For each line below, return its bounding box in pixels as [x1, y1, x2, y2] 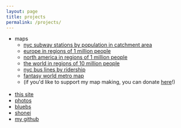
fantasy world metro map [23, 72, 84, 79]
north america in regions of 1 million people [23, 54, 128, 61]
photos [14, 97, 32, 104]
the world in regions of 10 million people [23, 60, 120, 67]
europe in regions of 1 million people [23, 48, 111, 55]
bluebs [14, 103, 32, 111]
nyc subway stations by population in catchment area [23, 41, 152, 48]
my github [14, 116, 39, 123]
